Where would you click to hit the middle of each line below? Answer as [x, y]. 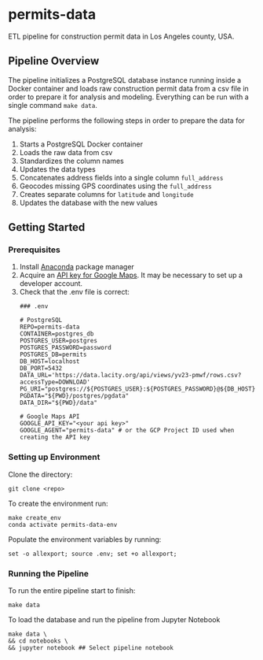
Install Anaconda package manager [77, 267]
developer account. [51, 284]
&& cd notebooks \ [38, 641]
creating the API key [55, 438]
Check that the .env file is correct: [74, 292]
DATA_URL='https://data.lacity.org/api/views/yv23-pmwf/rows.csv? [130, 376]
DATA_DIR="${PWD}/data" [58, 403]
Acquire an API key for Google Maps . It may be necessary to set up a [131, 275]
